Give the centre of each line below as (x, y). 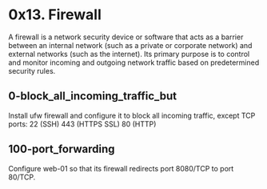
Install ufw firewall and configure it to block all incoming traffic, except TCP (132, 115)
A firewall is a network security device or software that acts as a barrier (126, 37)
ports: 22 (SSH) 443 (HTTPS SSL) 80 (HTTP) (82, 124)
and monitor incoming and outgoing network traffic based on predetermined (134, 62)
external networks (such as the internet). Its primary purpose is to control (129, 54)
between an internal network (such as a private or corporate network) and (130, 45)
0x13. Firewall (55, 15)
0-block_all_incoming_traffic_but (93, 97)
